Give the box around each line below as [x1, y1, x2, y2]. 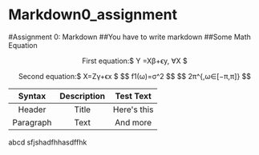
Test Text [115, 90, 152, 101]
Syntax [18, 90, 47, 101]
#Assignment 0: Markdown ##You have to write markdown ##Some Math [8, 32, 251, 42]
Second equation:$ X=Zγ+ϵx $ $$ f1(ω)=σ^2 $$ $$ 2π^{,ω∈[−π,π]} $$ [18, 71, 251, 81]
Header [18, 104, 47, 115]
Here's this [112, 104, 154, 115]
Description [59, 90, 106, 101]
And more [115, 117, 152, 128]
